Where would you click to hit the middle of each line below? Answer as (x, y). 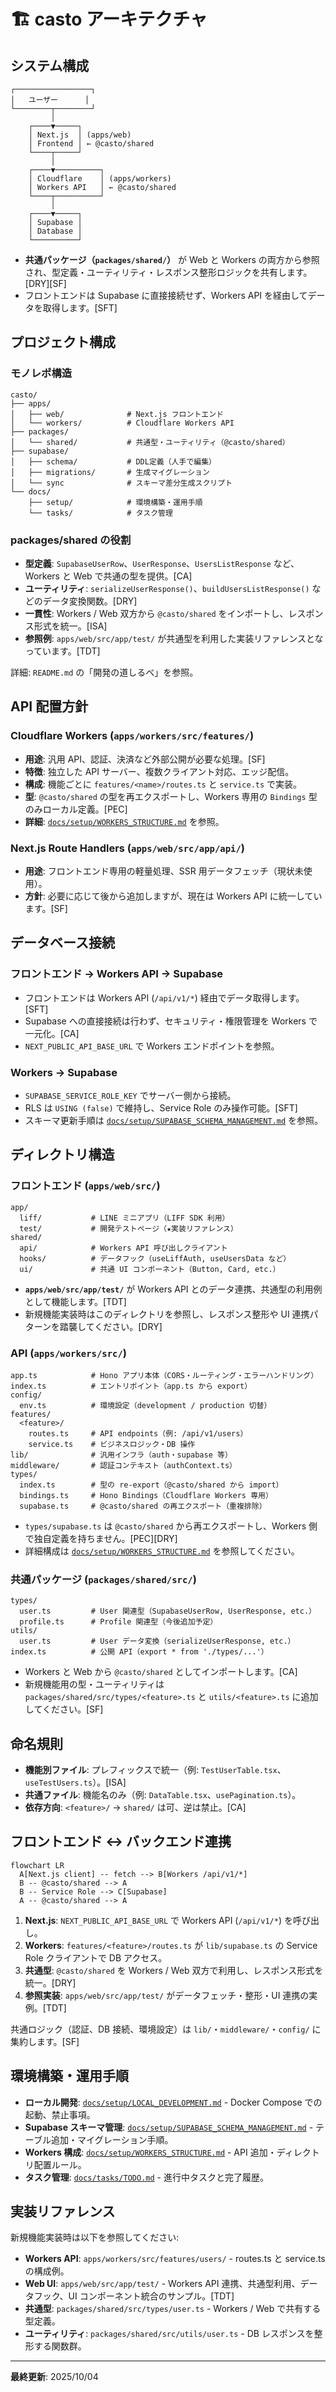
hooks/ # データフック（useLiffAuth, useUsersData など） (155, 1258)
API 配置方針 (49, 706)
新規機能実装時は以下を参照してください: (95, 2237)
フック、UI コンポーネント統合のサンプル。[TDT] (134, 2296)
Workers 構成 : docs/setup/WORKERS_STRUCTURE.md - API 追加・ (150, 2152)
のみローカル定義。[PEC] (76, 809)
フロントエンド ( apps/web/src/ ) (85, 1186)
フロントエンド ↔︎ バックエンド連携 (121, 1841)
